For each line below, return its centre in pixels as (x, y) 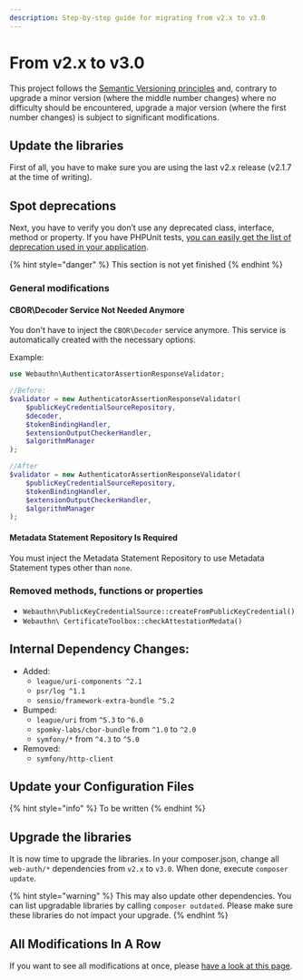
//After (24, 466)
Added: (36, 671)
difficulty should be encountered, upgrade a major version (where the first (148, 107)
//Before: (28, 391)
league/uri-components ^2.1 (89, 682)
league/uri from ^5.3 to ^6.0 (89, 719)
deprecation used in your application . (79, 248)
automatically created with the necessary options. (103, 340)
